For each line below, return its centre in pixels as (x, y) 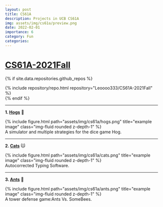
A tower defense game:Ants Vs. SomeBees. (49, 199)
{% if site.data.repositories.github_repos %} (49, 79)
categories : (17, 41)
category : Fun (19, 37)
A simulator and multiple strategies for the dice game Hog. (63, 132)
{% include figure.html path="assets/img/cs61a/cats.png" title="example (78, 155)
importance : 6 (19, 32)
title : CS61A (18, 14)
